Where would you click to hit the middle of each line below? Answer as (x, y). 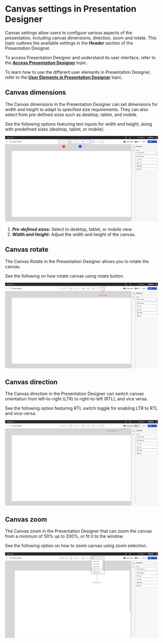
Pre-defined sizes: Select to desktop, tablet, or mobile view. (72, 230)
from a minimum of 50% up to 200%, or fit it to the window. (65, 536)
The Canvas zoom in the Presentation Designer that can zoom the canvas (78, 531)
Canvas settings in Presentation (71, 9)
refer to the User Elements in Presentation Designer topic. (64, 77)
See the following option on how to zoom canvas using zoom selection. (76, 546)
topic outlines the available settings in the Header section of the (69, 43)
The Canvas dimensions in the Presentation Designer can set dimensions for (81, 104)
